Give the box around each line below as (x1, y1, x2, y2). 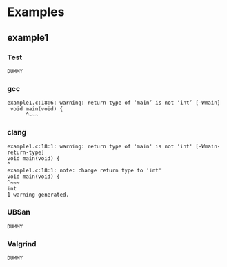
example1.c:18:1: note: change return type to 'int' (7, 167, 162, 175)
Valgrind (7, 239, 37, 248)
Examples (7, 4, 65, 20)
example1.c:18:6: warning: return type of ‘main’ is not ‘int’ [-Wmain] (7, 99, 221, 107)
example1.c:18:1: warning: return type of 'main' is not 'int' (7, 143, 193, 150)
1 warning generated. (7, 191, 70, 199)
